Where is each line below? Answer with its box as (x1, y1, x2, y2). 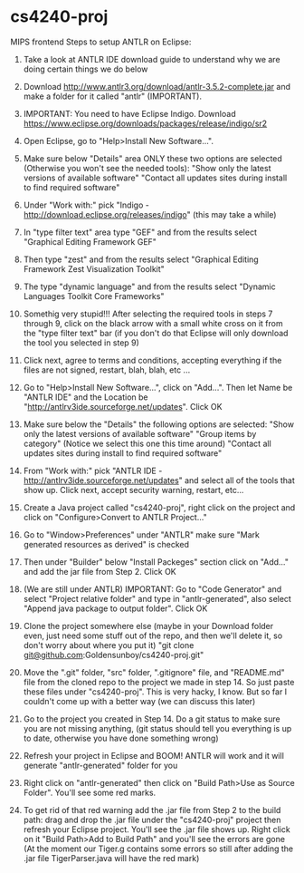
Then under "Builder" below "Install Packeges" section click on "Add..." (23, 556, 289, 567)
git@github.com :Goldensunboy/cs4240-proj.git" (23, 649, 204, 660)
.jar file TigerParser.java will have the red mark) (23, 852, 200, 863)
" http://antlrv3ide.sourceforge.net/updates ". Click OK (23, 401, 223, 412)
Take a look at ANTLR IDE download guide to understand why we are (23, 53, 280, 64)
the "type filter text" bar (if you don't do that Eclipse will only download (23, 327, 289, 338)
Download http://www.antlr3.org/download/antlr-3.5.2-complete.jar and (23, 81, 291, 92)
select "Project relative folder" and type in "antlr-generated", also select (23, 593, 292, 604)
